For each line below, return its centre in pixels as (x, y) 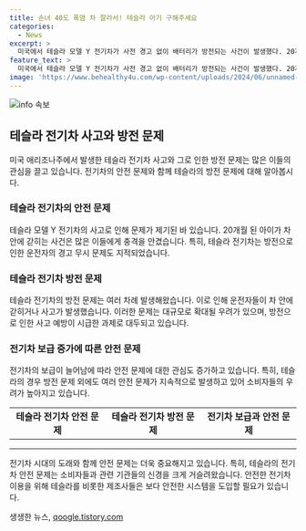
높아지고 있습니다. (58, 393)
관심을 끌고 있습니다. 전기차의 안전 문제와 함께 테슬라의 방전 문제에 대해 (136, 171)
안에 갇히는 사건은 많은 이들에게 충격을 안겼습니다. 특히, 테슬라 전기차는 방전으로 (152, 241)
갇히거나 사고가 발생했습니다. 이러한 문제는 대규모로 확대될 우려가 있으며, (138, 312)
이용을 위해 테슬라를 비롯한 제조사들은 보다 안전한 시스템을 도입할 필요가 (137, 486)
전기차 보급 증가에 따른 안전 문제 (75, 349)
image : (22, 78)
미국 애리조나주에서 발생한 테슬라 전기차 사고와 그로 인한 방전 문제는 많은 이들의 (150, 160)
